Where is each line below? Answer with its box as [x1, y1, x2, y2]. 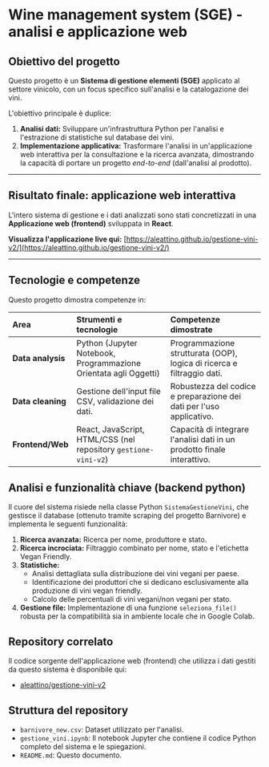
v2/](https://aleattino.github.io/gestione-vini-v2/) [8, 242, 170, 252]
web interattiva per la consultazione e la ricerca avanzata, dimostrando [19, 150, 255, 159]
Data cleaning [12, 396, 66, 407]
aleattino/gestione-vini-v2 [19, 680, 106, 690]
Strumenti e [76, 314, 122, 325]
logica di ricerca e [170, 357, 238, 368]
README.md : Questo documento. [19, 750, 122, 760]
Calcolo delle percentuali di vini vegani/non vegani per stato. [31, 595, 232, 604]
